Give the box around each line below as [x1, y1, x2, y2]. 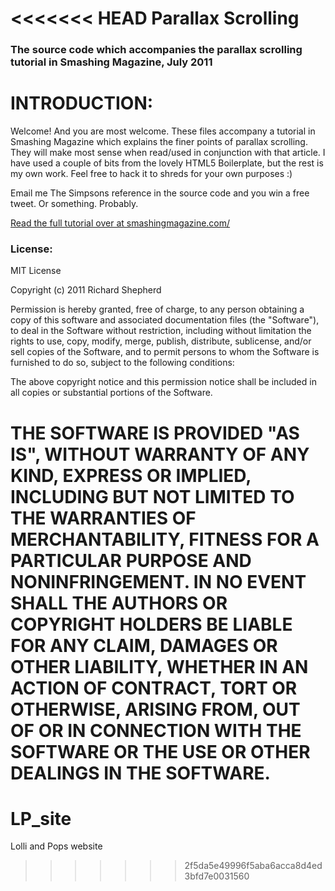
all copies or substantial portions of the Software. [10, 387, 213, 399]
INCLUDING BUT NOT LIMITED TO [10, 485, 295, 508]
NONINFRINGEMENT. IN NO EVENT [10, 570, 307, 593]
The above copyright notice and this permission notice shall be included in [10, 376, 317, 388]
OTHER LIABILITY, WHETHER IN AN [10, 655, 309, 678]
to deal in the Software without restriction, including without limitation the [10, 325, 312, 337]
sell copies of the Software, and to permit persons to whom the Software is [10, 346, 320, 358]
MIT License [10, 265, 62, 277]
